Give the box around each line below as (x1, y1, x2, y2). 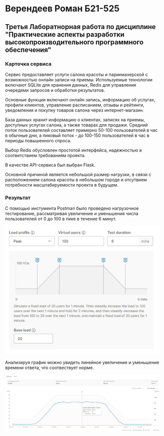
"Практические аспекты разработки (5, 30, 125, 38)
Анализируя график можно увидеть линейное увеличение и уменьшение (5, 359, 160, 365)
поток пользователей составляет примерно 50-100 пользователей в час (5, 127, 158, 133)
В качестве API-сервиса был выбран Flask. (5, 162, 96, 168)
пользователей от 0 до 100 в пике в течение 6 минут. (5, 216, 117, 222)
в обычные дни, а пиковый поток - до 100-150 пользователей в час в (5, 132, 150, 138)
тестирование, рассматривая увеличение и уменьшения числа (5, 211, 138, 217)
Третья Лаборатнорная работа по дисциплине (5, 23, 156, 31)
